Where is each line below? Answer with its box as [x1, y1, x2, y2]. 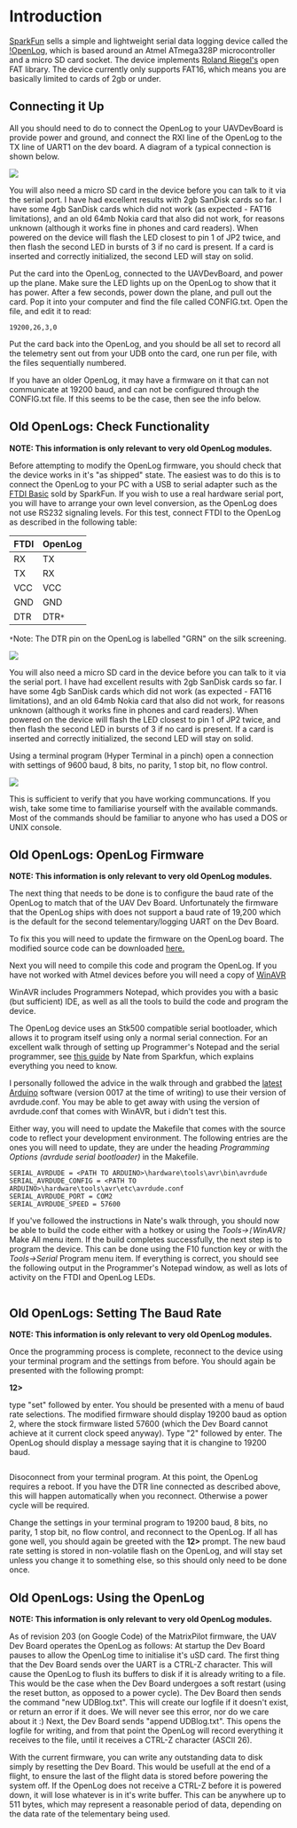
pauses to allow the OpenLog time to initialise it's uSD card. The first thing [9, 1650, 280, 1660]
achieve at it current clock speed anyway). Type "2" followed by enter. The [9, 1428, 283, 1439]
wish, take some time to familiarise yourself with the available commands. [9, 803, 278, 813]
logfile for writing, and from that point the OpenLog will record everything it [9, 1725, 284, 1736]
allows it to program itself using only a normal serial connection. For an [9, 1033, 268, 1043]
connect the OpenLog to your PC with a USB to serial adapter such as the [9, 479, 277, 489]
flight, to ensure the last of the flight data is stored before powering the [9, 1771, 269, 1781]
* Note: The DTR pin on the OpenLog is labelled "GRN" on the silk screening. [9, 633, 286, 644]
